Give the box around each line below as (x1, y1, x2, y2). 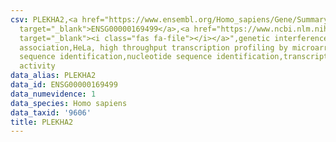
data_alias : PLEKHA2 (10, 71, 97, 81)
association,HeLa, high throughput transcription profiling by (19, 42, 288, 53)
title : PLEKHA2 (10, 117, 74, 127)
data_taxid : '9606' (10, 107, 92, 118)
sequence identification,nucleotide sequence (19, 52, 213, 62)
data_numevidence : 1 (10, 89, 97, 99)
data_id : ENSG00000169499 (10, 80, 118, 90)
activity (19, 61, 56, 71)
